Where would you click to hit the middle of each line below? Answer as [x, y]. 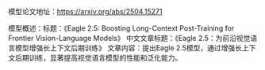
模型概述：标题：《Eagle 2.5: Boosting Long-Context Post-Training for [121, 28]
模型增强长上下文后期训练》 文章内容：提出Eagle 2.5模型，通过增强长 [128, 48]
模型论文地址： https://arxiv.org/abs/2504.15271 [85, 11]
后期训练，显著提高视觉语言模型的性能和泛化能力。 [98, 58]
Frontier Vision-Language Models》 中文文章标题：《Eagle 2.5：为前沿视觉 [129, 38]
